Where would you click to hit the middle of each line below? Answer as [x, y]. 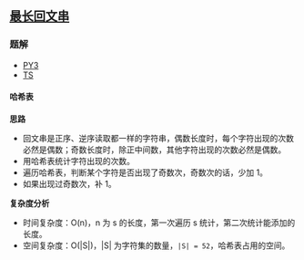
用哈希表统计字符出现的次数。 [78, 161]
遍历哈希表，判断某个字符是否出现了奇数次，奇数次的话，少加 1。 [145, 172]
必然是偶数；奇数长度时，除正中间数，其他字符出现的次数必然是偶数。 [154, 150]
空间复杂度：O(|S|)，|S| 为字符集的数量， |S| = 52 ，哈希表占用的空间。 [156, 245]
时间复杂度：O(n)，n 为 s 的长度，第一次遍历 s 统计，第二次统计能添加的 [159, 223]
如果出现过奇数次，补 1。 [69, 183]
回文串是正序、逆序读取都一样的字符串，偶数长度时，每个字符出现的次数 [158, 138]
